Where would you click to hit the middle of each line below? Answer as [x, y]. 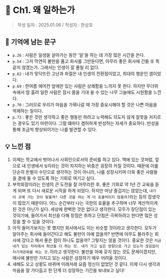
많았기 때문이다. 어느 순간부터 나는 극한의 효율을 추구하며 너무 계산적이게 [88, 203]
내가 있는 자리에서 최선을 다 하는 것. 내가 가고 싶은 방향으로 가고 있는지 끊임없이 [85, 246]
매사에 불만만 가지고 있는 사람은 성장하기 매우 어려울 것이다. [70, 258]
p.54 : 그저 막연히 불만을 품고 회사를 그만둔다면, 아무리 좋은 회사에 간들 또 [83, 61]
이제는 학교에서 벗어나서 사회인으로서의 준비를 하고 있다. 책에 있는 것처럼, [83, 159]
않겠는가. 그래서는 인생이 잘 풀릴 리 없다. [61, 67]
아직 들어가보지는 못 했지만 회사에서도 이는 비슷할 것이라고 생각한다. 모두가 [84, 228]
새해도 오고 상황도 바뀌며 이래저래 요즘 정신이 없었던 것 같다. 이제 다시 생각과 [86, 264]
